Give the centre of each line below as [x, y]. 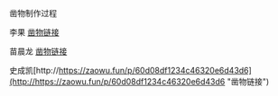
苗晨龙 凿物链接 [38, 51]
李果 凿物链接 [34, 32]
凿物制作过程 [33, 13]
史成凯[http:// [34, 70]
